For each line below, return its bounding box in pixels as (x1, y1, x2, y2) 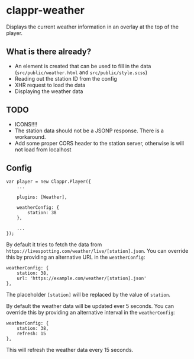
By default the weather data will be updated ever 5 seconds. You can (6, 303, 174, 310)
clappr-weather (6, 4, 85, 17)
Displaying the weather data (14, 87, 83, 95)
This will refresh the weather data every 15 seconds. (6, 347, 134, 354)
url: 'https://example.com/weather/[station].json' (17, 275, 147, 282)
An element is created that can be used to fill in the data (14, 62, 151, 69)
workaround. (14, 133, 46, 140)
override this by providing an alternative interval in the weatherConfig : (6, 309, 176, 316)
